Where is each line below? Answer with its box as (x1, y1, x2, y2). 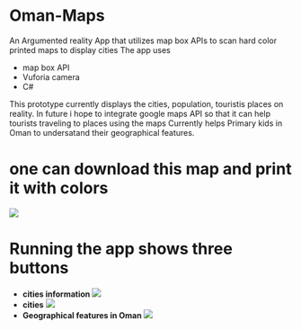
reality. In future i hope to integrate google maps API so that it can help (9, 108, 271, 119)
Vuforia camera (22, 71, 81, 82)
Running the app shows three (9, 239, 234, 259)
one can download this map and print (9, 159, 292, 180)
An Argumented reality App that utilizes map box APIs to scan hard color (9, 35, 277, 46)
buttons (9, 258, 69, 279)
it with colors (9, 178, 109, 199)
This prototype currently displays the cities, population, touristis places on (9, 98, 284, 109)
